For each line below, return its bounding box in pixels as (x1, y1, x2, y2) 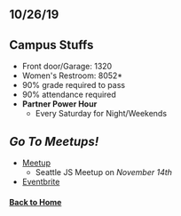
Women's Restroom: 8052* (21, 70, 122, 81)
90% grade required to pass (21, 80, 126, 91)
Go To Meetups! (9, 133, 99, 149)
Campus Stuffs (9, 37, 94, 52)
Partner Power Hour (21, 99, 98, 109)
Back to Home (9, 196, 62, 207)
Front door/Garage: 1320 (21, 61, 113, 72)
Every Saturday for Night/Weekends (35, 108, 167, 119)
